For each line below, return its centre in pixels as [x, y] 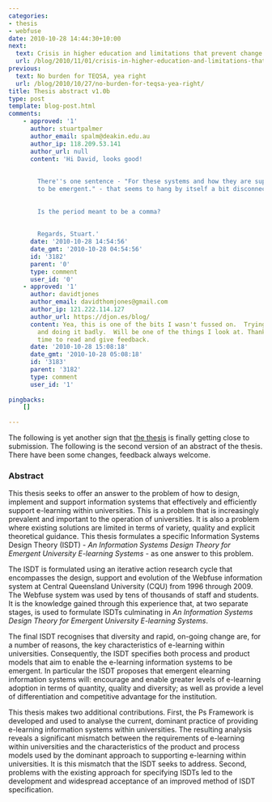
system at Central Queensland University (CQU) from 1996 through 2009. [131, 587]
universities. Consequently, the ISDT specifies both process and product [129, 654]
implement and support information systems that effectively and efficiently [133, 502]
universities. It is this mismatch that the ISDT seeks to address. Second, [127, 764]
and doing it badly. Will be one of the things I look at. [141, 332]
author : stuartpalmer [66, 129]
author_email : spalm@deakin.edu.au [90, 136]
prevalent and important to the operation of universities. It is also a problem [134, 520]
